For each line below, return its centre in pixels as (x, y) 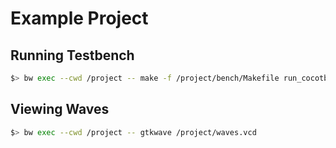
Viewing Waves (60, 109)
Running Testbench (72, 55)
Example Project (79, 18)
